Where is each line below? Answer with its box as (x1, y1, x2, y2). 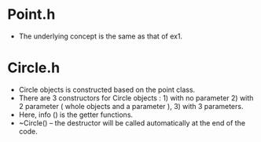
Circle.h (7, 59, 61, 77)
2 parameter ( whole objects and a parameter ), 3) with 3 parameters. (18, 101, 244, 111)
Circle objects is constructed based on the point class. (18, 85, 196, 94)
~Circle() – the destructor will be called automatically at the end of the (18, 118, 245, 127)
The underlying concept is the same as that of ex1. (18, 31, 182, 41)
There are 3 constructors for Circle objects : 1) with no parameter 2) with (18, 93, 254, 103)
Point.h (7, 5, 56, 24)
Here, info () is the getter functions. (18, 110, 134, 119)
